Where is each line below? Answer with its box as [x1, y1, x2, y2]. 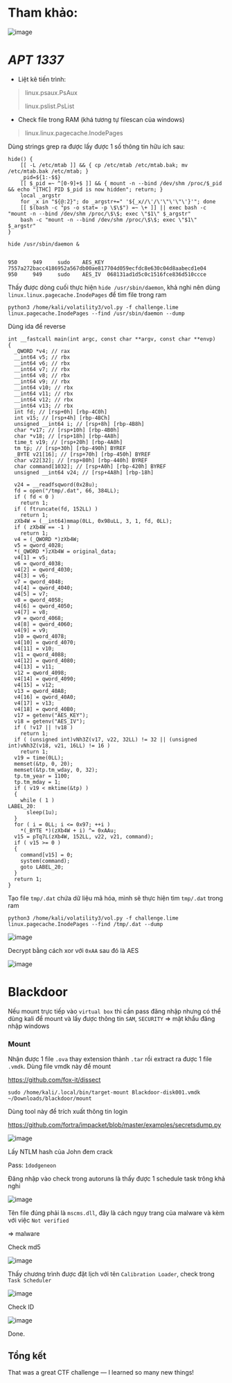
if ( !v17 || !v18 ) [14, 723, 73, 731]
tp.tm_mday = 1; [14, 778, 61, 785]
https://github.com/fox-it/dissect [8, 1076, 101, 1084]
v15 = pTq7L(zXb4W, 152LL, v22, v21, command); [14, 833, 154, 840]
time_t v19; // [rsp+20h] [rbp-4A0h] [14, 438, 123, 445]
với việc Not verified [8, 1216, 69, 1225]
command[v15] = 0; [20, 851, 73, 858]
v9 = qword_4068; [14, 615, 64, 621]
